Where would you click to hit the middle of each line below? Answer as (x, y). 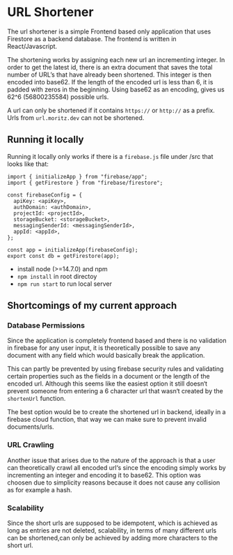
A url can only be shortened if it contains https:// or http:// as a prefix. (111, 110)
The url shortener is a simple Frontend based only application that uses (109, 31)
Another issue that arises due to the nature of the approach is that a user (111, 460)
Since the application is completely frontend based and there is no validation (117, 341)
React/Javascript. (32, 46)
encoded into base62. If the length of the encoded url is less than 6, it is (110, 82)
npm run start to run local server (65, 284)
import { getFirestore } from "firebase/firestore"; (85, 183)
